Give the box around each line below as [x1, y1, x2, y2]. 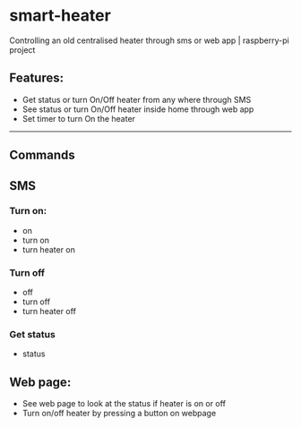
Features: [9, 71, 64, 86]
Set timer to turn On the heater [21, 113, 136, 124]
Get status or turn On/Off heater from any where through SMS [21, 94, 252, 105]
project [9, 44, 36, 55]
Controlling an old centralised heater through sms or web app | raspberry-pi [9, 35, 289, 46]
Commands [9, 148, 76, 163]
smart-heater [9, 5, 112, 26]
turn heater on [21, 243, 76, 255]
